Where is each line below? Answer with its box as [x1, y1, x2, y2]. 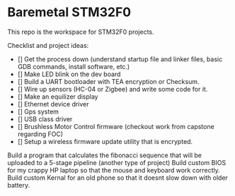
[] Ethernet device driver [17, 99, 90, 108]
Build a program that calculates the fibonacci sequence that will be [7, 151, 202, 159]
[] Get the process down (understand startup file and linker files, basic [17, 54, 223, 63]
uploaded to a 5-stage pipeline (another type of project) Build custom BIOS [7, 158, 227, 166]
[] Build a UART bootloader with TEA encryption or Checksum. [17, 77, 200, 85]
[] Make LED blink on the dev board [17, 70, 121, 78]
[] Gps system [17, 107, 59, 116]
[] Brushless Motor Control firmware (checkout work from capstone [17, 122, 214, 130]
